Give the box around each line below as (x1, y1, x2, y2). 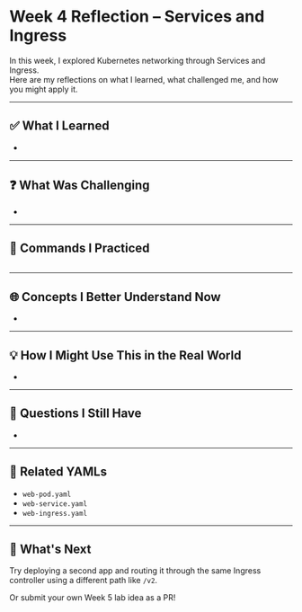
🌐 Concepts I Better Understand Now (9, 289, 222, 305)
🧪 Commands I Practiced (9, 240, 150, 255)
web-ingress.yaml (22, 509, 88, 518)
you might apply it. (9, 84, 78, 94)
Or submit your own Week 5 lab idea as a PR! (9, 592, 176, 603)
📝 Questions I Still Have (9, 406, 142, 421)
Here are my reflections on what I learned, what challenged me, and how (9, 74, 279, 84)
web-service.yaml (22, 499, 88, 509)
